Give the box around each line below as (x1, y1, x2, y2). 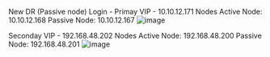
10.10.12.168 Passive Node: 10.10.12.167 (8, 15, 135, 25)
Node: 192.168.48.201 (8, 39, 80, 49)
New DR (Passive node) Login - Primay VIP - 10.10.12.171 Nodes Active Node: (8, 7, 263, 16)
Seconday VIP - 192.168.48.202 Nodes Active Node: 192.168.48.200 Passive (8, 31, 263, 40)
